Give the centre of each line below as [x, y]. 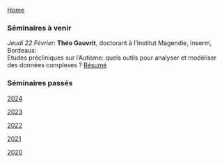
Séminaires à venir [39, 28]
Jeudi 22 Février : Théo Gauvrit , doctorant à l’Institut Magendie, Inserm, [110, 43]
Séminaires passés [40, 83]
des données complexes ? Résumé [57, 65]
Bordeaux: [22, 51]
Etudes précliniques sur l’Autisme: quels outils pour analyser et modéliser [112, 58]
